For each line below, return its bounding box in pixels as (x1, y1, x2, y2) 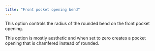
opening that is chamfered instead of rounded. (5, 40, 99, 46)
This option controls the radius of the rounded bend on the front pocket (5, 20, 150, 26)
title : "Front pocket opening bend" (5, 7, 80, 12)
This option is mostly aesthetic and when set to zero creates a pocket (5, 35, 146, 41)
